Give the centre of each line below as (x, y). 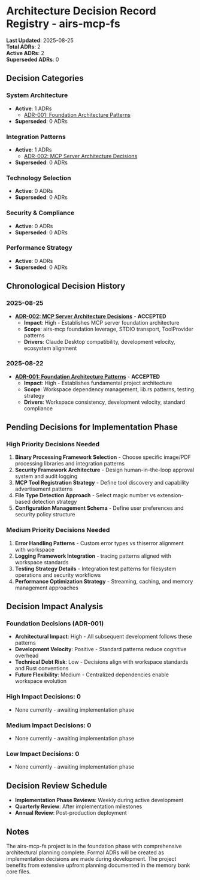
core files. (19, 871)
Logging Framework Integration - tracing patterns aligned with (93, 556)
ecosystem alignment (50, 348)
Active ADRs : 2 (25, 53)
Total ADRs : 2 (23, 47)
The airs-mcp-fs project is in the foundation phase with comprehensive (94, 846)
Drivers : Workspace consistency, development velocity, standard (104, 402)
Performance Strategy (40, 248)
